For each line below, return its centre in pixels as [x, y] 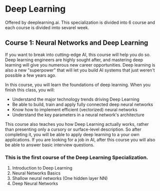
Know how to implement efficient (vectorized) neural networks [75, 109]
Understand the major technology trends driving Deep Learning [76, 99]
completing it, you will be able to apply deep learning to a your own [72, 134]
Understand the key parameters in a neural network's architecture [78, 115]
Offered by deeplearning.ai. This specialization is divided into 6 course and [80, 22]
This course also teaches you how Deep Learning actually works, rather [77, 124]
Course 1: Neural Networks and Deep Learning [77, 43]
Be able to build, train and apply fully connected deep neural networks [82, 104]
